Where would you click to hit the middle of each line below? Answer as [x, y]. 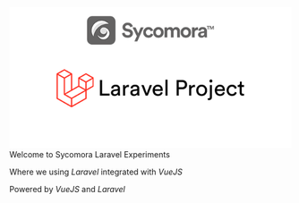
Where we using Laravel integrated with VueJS [96, 172]
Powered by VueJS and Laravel [67, 189]
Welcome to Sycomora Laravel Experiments [90, 154]
